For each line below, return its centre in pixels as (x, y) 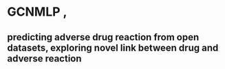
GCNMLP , (37, 12)
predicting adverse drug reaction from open (103, 37)
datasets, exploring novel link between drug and (113, 47)
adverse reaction (44, 58)
